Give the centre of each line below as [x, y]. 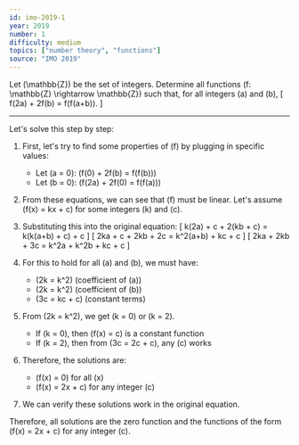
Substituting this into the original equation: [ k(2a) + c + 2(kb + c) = [145, 227]
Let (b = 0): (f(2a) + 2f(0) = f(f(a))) [98, 182]
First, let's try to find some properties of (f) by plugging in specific [143, 146]
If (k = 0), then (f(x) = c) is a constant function [120, 334]
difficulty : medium [45, 42]
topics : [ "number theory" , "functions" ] [85, 51]
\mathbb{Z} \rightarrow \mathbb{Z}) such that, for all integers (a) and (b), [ [146, 94]
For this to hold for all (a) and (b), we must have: [110, 263]
